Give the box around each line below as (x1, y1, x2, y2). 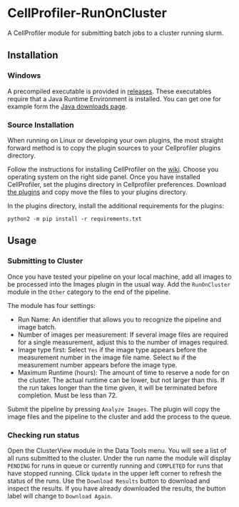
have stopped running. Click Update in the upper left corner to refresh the (7, 468, 223, 477)
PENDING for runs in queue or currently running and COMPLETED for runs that (7, 461, 223, 470)
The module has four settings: (7, 301, 96, 309)
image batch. (17, 322, 57, 331)
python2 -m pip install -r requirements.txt (7, 215, 142, 222)
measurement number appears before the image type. (17, 360, 178, 369)
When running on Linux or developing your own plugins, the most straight (7, 135, 223, 144)
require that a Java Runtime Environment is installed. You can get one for (7, 94, 221, 103)
